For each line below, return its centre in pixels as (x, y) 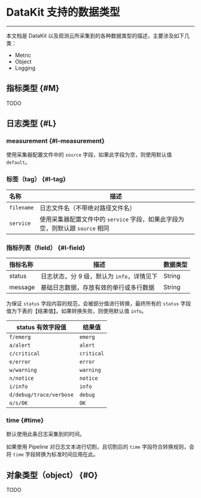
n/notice (22, 378)
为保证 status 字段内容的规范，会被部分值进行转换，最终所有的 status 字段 (99, 304)
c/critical (25, 354)
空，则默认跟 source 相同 (74, 228)
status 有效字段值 (42, 328)
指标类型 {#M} (33, 88)
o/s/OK (19, 403)
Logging (25, 68)
